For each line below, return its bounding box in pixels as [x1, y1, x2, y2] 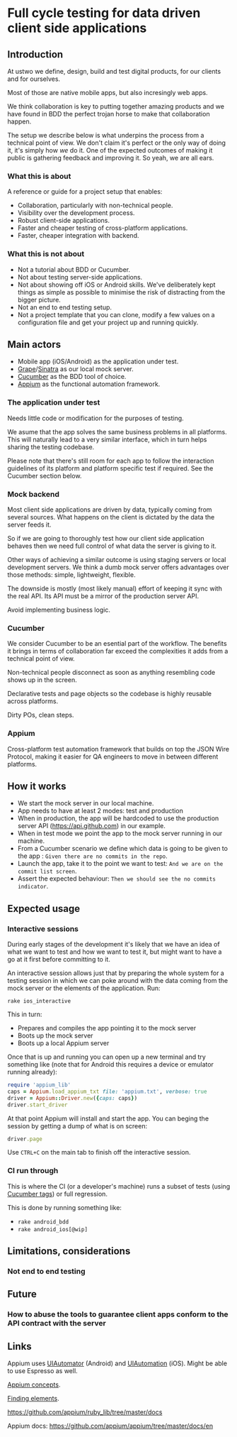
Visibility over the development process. [17, 209, 135, 217]
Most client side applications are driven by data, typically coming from [7, 505, 212, 514]
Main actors [7, 338, 62, 351]
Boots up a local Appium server [17, 1039, 110, 1047]
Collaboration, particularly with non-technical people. [17, 201, 173, 210]
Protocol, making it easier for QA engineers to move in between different [7, 752, 219, 761]
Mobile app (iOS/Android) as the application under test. [17, 357, 179, 366]
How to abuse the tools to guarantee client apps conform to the [7, 1309, 229, 1319]
